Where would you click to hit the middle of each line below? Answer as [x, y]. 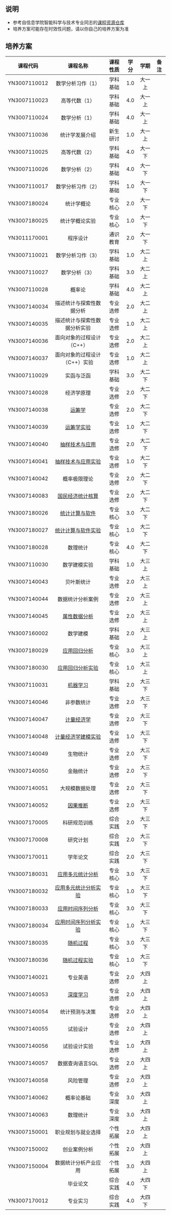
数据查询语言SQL [78, 1063]
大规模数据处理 [78, 788]
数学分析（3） [78, 273]
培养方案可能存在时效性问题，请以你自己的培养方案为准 [70, 29]
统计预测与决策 [78, 1012]
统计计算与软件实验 [78, 530]
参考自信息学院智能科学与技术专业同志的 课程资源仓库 [68, 22]
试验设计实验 [78, 1046]
